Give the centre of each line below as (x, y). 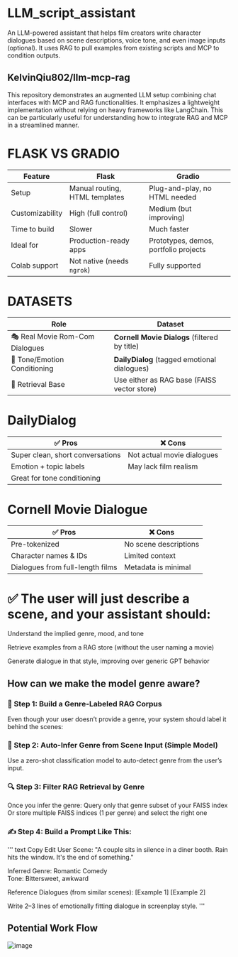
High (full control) (98, 213)
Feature (37, 176)
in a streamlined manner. (43, 125)
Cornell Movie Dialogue (78, 509)
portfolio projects (177, 249)
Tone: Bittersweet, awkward (48, 879)
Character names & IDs (49, 555)
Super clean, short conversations (66, 454)
